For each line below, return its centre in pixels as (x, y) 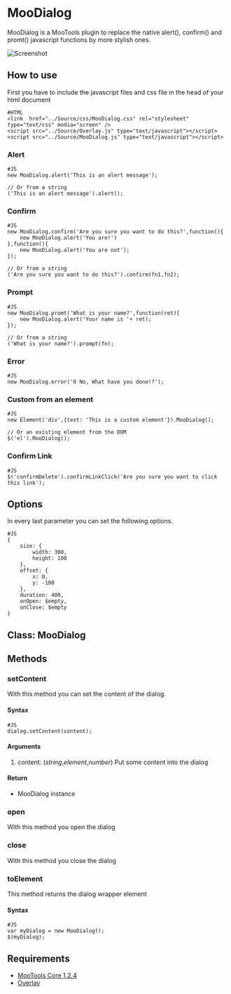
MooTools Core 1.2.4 (47, 975)
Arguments (24, 747)
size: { (31, 546)
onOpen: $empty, (44, 601)
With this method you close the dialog (62, 860)
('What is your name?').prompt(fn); (61, 344)
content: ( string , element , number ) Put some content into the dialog (113, 762)
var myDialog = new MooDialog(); (56, 931)
